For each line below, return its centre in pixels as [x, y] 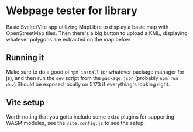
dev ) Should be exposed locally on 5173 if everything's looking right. [88, 84]
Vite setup [25, 103]
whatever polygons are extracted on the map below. [69, 39]
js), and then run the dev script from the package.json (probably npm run [92, 78]
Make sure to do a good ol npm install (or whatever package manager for [95, 72]
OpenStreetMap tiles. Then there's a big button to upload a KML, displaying [97, 33]
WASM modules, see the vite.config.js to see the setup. [75, 123]
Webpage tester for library [72, 11]
